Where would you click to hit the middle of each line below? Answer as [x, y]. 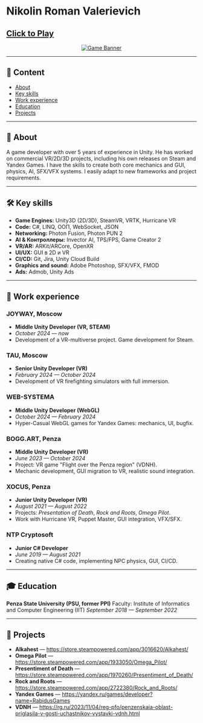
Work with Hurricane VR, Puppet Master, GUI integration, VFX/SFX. [98, 519]
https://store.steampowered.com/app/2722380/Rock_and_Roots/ [96, 688]
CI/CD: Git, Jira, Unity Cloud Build [57, 259]
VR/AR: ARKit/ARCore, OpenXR [54, 246]
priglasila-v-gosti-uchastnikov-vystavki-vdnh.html [77, 713]
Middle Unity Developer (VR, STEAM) [63, 327]
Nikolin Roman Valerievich [73, 11]
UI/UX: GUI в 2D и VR [42, 252]
